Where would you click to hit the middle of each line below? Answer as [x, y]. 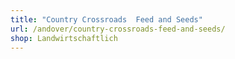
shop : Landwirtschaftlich [64, 38]
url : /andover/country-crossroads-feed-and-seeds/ [118, 29]
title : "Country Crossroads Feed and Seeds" [106, 19]
